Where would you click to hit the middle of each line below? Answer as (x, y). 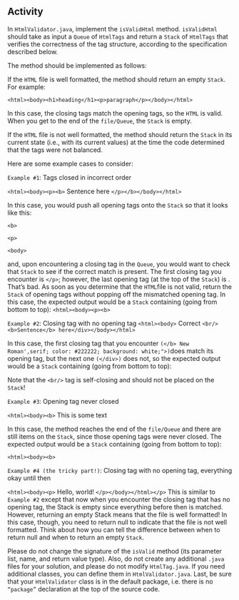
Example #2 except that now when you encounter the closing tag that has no (119, 499)
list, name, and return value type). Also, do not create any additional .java (116, 559)
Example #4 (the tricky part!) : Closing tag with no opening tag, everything (120, 470)
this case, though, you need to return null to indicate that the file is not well (117, 522)
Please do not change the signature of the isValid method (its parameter (115, 551)
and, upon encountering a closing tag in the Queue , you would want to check (119, 264)
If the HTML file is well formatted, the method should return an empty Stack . (117, 79)
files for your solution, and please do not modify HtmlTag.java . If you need (116, 566)
